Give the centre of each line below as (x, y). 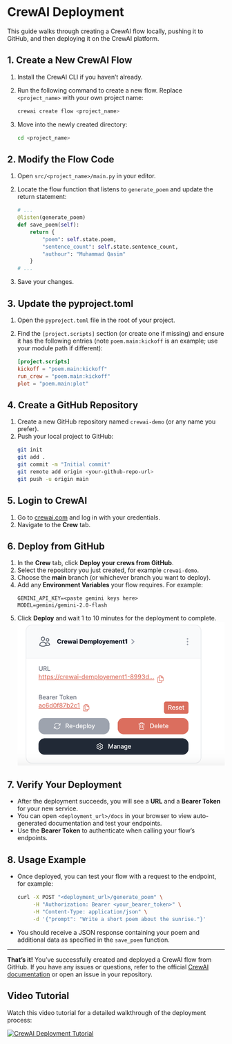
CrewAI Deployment (66, 12)
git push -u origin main (53, 479)
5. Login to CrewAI (47, 501)
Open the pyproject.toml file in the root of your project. (96, 320)
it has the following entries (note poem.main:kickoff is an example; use (117, 341)
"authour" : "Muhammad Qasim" (84, 254)
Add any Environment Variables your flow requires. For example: (110, 585)
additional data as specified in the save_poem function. (94, 940)
